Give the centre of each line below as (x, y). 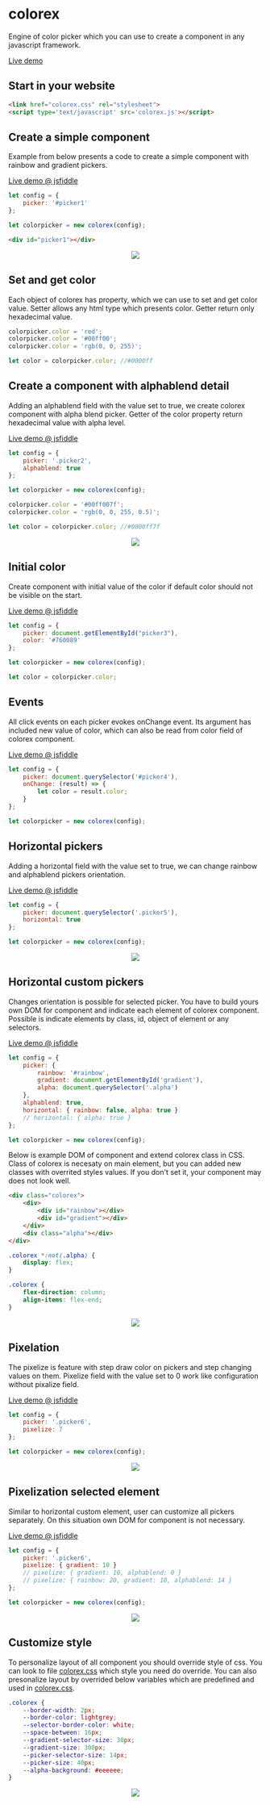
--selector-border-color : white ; (79, 1725)
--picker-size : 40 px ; (59, 1763)
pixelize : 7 (43, 1430)
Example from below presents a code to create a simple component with (129, 157)
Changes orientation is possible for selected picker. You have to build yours (134, 1001)
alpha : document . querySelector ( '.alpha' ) (108, 1088)
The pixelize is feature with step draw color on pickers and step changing (130, 1367)
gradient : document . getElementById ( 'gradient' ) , (120, 1080)
